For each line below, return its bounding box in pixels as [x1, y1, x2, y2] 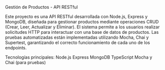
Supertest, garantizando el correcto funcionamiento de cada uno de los [5, 40, 150, 46]
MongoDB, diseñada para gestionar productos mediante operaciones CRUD [5, 19, 159, 24]
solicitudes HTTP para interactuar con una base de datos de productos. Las [5, 29, 159, 35]
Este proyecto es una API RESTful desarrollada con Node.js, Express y [5, 14, 148, 19]
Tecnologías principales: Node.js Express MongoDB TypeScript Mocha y [5, 54, 153, 60]
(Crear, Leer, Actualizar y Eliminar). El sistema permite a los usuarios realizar [5, 24, 160, 30]
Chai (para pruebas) [5, 60, 46, 65]
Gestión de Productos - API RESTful [5, 4, 78, 10]
